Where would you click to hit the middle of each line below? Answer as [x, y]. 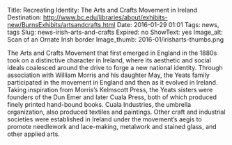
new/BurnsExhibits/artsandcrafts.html [61, 25]
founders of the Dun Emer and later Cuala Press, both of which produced [112, 97]
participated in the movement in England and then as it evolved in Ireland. [113, 82]
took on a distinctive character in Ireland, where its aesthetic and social [109, 60]
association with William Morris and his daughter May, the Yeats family [109, 75]
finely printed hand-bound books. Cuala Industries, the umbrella [99, 104]
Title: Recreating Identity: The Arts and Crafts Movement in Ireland [102, 10]
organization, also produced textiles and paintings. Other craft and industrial [116, 112]
